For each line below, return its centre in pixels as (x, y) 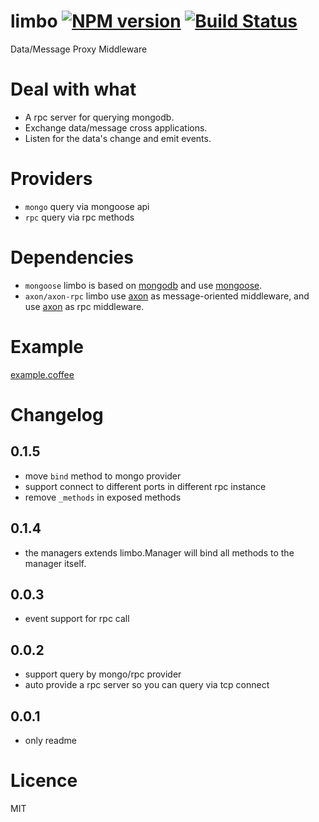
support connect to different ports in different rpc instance (145, 486)
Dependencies (72, 257)
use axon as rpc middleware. (84, 306)
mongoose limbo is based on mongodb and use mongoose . (143, 285)
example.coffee (42, 374)
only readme (50, 740)
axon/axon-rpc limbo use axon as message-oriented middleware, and (167, 296)
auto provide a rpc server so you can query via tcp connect (147, 685)
